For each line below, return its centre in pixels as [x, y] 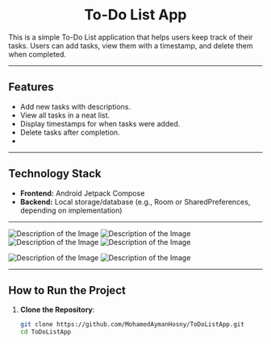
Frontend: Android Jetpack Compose [82, 193]
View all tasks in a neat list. [65, 115]
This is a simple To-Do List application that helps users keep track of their [131, 37]
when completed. [38, 54]
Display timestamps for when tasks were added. [100, 123]
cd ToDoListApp [46, 332]
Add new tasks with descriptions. [75, 106]
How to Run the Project [67, 290]
